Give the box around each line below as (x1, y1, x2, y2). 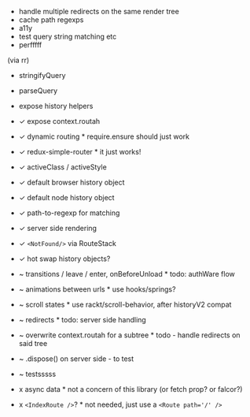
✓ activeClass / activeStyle (18, 162, 107, 172)
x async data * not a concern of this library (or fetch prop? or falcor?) (18, 385, 243, 393)
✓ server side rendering (18, 224, 97, 233)
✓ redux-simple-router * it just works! (18, 147, 142, 156)
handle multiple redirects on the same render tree (18, 7, 180, 16)
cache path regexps (18, 15, 84, 24)
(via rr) (7, 55, 30, 65)
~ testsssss (18, 370, 57, 378)
